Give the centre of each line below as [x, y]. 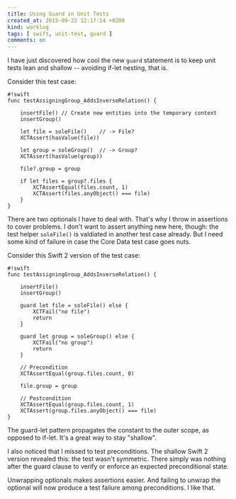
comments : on [27, 40]
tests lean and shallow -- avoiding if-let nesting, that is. [88, 68]
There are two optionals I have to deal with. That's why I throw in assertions [118, 219]
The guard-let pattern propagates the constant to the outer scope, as [108, 430]
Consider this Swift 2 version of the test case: [74, 256]
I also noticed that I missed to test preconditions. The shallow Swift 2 [108, 452]
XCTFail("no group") [63, 343]
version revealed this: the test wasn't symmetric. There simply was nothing [117, 459]
